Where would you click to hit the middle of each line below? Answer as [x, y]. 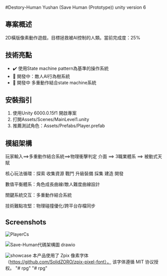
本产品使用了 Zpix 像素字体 [60, 256]
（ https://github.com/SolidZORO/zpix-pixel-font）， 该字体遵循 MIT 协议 [80, 262]
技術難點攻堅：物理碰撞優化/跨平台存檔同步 [51, 206]
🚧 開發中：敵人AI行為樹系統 [41, 76]
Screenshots [26, 222]
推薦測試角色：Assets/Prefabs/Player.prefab [59, 126]
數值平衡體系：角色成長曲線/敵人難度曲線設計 [53, 184]
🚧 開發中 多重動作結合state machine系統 [54, 83]
